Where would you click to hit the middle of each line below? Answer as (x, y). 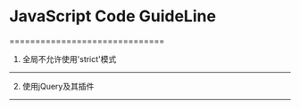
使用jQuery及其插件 (58, 86)
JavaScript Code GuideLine (113, 16)
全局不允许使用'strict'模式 (69, 58)
